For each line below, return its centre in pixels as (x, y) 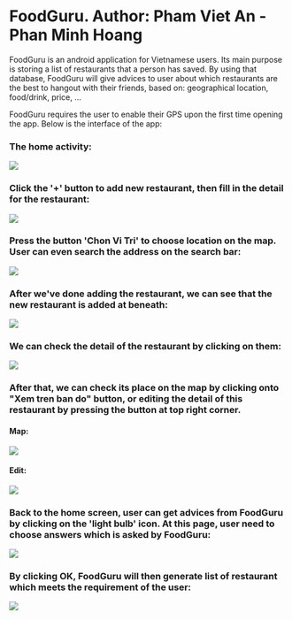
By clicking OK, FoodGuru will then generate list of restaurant (143, 576)
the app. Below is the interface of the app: (86, 123)
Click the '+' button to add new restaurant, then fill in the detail (146, 188)
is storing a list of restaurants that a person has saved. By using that (133, 69)
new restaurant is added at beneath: (88, 304)
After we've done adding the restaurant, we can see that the (141, 294)
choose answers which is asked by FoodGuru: (110, 534)
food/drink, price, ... (46, 97)
